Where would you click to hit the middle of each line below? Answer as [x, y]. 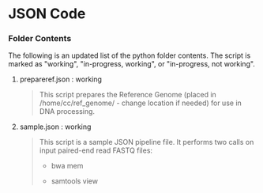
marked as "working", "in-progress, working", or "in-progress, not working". [131, 64]
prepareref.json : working [61, 79]
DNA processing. [67, 112]
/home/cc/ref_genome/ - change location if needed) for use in [141, 103]
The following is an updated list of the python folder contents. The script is [130, 55]
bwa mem [67, 166]
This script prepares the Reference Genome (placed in [128, 95]
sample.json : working [55, 127]
